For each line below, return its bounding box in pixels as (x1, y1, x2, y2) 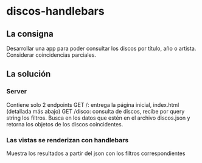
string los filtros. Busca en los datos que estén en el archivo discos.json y (6, 114, 190, 121)
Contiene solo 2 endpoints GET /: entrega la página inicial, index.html (6, 101, 179, 108)
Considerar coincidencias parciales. (6, 51, 96, 59)
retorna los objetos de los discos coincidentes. (6, 120, 124, 128)
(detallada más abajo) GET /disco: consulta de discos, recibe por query (6, 107, 185, 115)
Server (6, 87, 27, 96)
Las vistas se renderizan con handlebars (6, 136, 129, 144)
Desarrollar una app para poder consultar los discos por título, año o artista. (6, 45, 197, 52)
